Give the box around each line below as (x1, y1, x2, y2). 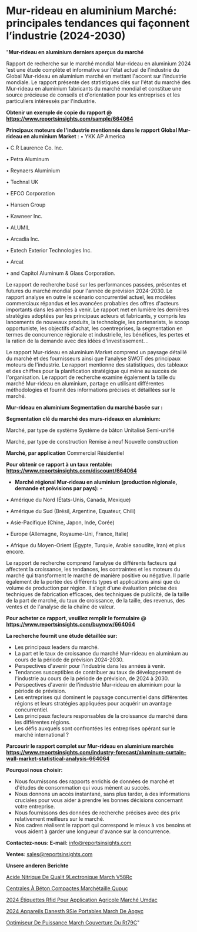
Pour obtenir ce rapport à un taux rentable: (6, 461, 113, 468)
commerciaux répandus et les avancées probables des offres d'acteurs (6, 299, 179, 307)
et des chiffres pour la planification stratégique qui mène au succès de (6, 367, 178, 374)
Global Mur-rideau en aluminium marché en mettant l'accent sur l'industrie (6, 72, 187, 79)
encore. (6, 548, 25, 555)
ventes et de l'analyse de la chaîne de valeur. (6, 603, 116, 610)
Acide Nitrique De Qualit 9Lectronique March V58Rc (6, 873, 132, 880)
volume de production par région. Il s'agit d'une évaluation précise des (6, 584, 178, 591)
